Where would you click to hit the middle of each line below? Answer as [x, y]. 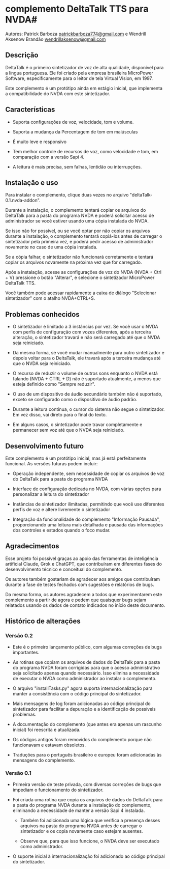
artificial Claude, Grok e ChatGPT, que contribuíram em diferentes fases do [84, 564]
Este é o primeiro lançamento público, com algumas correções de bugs [87, 647]
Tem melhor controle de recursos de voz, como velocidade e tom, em [85, 151]
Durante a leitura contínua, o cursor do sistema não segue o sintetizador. [89, 409]
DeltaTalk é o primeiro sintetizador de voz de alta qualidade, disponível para [84, 67]
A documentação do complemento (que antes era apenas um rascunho [87, 724]
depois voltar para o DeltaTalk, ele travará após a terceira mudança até [87, 358]
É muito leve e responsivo [40, 142]
